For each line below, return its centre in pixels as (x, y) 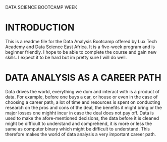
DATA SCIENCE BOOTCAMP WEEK (41, 7)
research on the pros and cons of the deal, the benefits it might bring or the (84, 107)
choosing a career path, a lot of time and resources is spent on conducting (83, 102)
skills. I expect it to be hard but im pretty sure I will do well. (66, 57)
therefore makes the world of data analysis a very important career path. (81, 134)
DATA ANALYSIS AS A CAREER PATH (83, 78)
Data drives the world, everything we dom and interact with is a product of (82, 91)
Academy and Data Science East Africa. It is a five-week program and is (80, 47)
